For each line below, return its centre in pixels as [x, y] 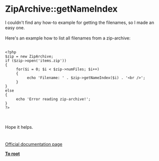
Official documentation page [34, 144]
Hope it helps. [19, 127]
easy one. [15, 27]
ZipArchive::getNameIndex [61, 9]
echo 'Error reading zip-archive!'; [53, 99]
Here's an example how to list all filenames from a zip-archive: [68, 38]
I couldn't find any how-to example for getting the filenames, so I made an [79, 22]
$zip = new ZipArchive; [29, 56]
